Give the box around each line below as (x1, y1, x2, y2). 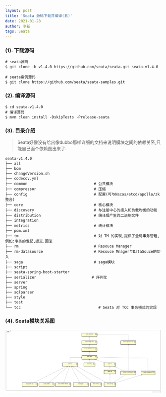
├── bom (5, 166, 21, 171)
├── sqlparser (5, 290, 35, 295)
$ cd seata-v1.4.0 (5, 104, 43, 109)
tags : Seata (5, 29, 30, 34)
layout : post (5, 8, 32, 13)
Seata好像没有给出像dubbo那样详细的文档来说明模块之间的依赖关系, (17, 139, 157, 145)
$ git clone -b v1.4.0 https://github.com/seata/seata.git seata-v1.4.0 (5, 65, 159, 70)
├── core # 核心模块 (5, 202, 113, 207)
